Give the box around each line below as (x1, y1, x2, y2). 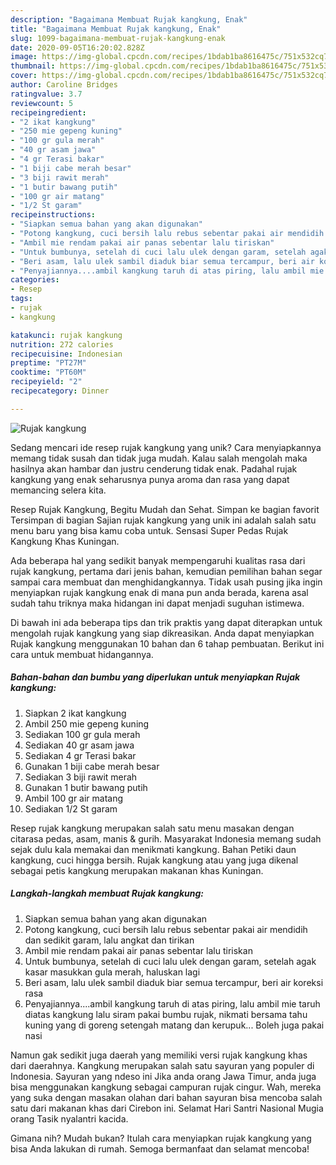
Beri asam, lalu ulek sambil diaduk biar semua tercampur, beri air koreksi (24, 976, 324, 988)
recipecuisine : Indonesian (10, 349, 123, 359)
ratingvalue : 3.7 (10, 89, 83, 99)
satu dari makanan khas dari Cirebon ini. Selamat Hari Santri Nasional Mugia (10, 1102, 324, 1114)
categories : (10, 275, 60, 285)
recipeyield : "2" (10, 377, 83, 387)
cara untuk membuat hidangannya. (10, 648, 154, 660)
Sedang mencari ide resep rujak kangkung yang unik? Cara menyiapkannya (10, 441, 322, 453)
